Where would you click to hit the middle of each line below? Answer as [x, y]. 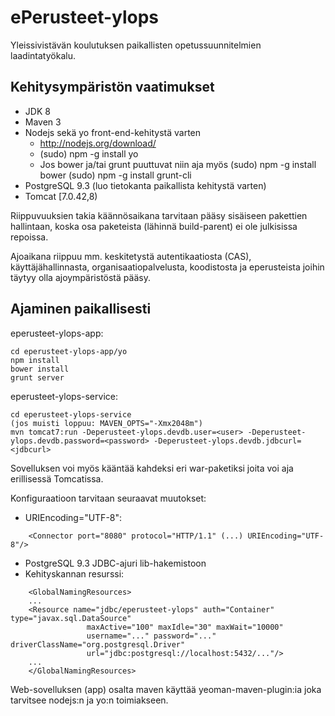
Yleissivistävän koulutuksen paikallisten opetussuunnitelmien [136, 45]
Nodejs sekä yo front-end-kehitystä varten [113, 132]
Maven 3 [43, 122]
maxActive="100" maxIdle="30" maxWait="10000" [185, 627]
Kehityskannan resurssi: [74, 573]
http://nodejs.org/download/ [98, 143]
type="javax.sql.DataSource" [71, 618]
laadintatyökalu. [43, 55]
